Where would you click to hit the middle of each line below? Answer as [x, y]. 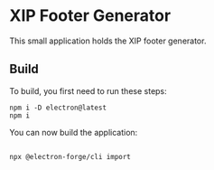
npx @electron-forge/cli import [70, 156]
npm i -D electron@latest [58, 108]
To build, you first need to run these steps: [88, 90]
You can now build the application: [74, 132]
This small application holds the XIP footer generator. [108, 41]
